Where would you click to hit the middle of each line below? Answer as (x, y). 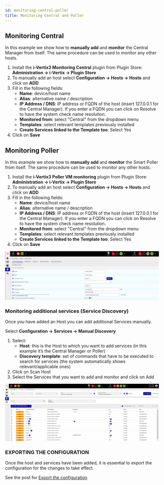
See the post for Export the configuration (46, 478)
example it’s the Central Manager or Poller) (62, 351)
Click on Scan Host (31, 372)
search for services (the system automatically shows (72, 361)
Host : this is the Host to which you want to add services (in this (83, 346)
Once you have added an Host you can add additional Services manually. (79, 322)
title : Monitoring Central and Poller (44, 15)
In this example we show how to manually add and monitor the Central (77, 48)
